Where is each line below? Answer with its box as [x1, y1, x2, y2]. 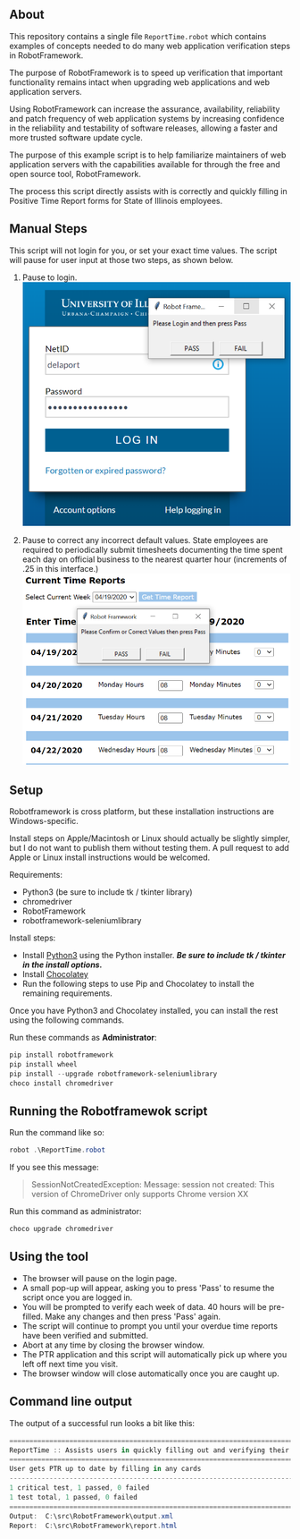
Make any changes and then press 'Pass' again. [44, 1311, 221, 1322]
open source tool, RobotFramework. [9, 168, 141, 179]
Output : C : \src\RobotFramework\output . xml [9, 1511, 174, 1520]
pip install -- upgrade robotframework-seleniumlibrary [9, 1069, 218, 1078]
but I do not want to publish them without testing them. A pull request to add [9, 843, 290, 854]
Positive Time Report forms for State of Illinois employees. [9, 195, 223, 206]
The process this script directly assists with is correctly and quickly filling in [9, 185, 287, 196]
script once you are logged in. [21, 1292, 133, 1303]
